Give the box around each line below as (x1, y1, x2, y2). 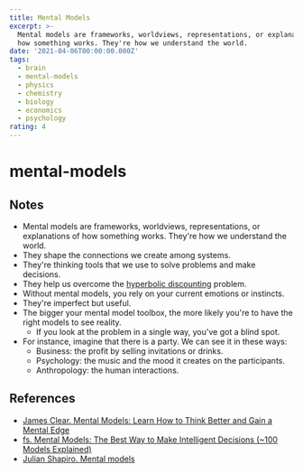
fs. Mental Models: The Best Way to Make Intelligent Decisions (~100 (22, 434, 278, 445)
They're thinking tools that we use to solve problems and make (22, 259, 256, 270)
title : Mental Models (9, 13, 91, 23)
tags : (9, 55, 30, 64)
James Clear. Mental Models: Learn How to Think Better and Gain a (22, 414, 273, 425)
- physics (17, 80, 54, 89)
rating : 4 (9, 123, 47, 132)
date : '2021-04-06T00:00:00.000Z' (9, 47, 140, 56)
